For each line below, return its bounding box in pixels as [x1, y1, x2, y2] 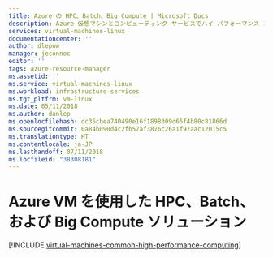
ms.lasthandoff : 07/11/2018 [8, 148, 104, 156]
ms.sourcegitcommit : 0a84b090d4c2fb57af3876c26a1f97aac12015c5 [8, 125, 227, 133]
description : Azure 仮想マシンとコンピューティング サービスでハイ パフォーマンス [8, 19, 260, 28]
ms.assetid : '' [8, 72, 60, 80]
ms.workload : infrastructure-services [8, 87, 140, 96]
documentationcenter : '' [8, 34, 93, 43]
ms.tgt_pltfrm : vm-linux [8, 95, 93, 103]
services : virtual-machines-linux [8, 27, 126, 35]
